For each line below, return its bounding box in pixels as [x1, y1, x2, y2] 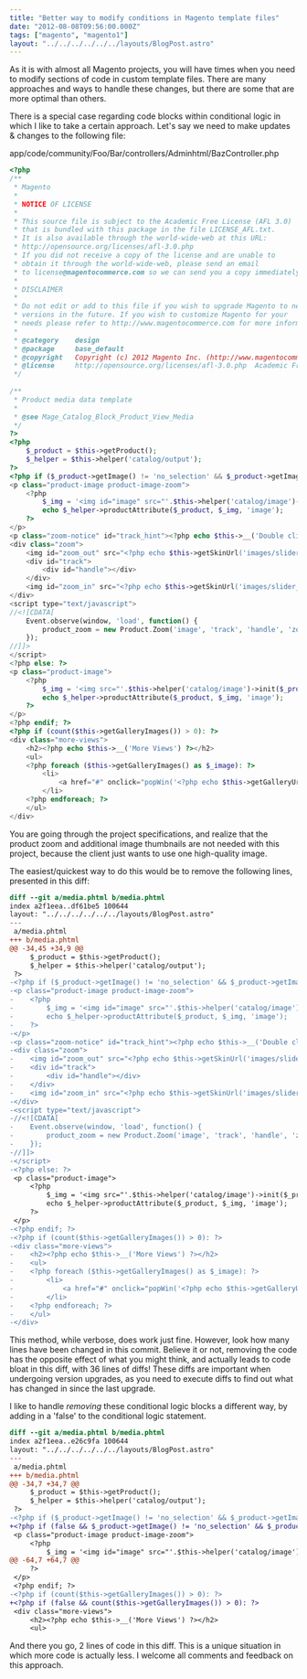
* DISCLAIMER [13, 284, 64, 294]
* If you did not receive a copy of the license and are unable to [13, 251, 276, 260]
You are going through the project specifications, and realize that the [9, 829, 269, 839]
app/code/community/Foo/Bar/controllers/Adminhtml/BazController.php [9, 148, 280, 159]
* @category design [13, 336, 101, 345]
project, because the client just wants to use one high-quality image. [9, 848, 268, 859]
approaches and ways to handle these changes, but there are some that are [9, 83, 295, 94]
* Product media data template [13, 395, 132, 404]
